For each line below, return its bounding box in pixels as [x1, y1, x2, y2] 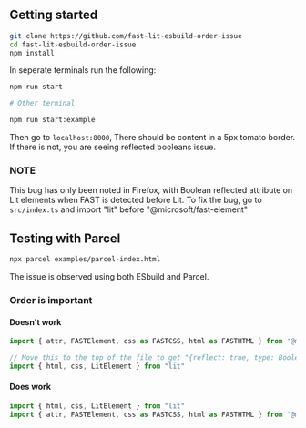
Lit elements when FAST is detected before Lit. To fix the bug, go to [9, 195, 262, 206]
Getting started [9, 7, 98, 23]
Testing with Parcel [9, 230, 121, 246]
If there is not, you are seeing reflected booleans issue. [9, 141, 217, 153]
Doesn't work [9, 316, 62, 327]
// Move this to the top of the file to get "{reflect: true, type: [9, 353, 275, 362]
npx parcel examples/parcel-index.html [9, 255, 161, 264]
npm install [9, 48, 55, 57]
